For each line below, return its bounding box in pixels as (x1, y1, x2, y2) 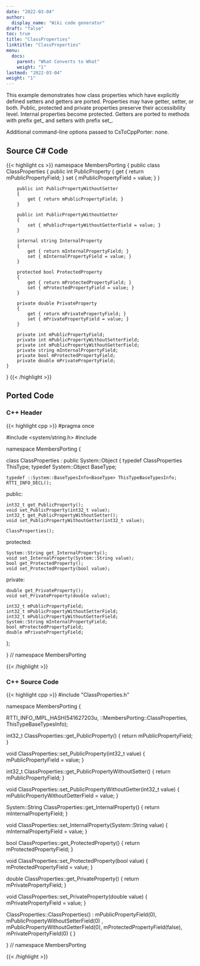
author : (6, 14, 26, 20)
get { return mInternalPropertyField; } (27, 248, 129, 254)
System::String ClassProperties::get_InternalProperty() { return (6, 803, 160, 810)
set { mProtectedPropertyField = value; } (27, 284, 135, 291)
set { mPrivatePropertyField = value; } (27, 316, 129, 322)
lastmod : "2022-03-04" (6, 70, 62, 76)
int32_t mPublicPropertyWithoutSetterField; (6, 608, 118, 614)
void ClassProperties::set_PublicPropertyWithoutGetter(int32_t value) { (6, 785, 180, 793)
